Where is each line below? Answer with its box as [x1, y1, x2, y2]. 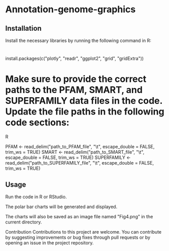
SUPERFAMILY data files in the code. [5, 95, 163, 107]
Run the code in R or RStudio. [5, 193, 67, 200]
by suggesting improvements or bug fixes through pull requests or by [5, 234, 151, 240]
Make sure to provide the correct [5, 73, 147, 85]
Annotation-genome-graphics [5, 4, 136, 15]
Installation [5, 24, 42, 33]
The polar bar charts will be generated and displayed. [5, 203, 118, 210]
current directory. [5, 219, 42, 225]
